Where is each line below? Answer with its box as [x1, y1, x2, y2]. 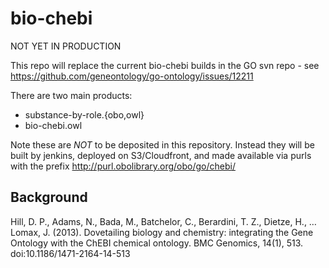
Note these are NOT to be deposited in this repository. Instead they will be [10, 138, 315, 151]
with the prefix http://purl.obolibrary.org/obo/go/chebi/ [10, 160, 236, 172]
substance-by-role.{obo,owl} [24, 108, 145, 121]
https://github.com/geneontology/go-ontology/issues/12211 [10, 70, 254, 82]
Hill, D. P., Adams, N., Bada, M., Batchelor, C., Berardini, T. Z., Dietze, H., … [10, 215, 317, 227]
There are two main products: [10, 89, 133, 101]
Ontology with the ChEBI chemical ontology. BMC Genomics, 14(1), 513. [10, 237, 304, 249]
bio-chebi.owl [24, 119, 83, 131]
